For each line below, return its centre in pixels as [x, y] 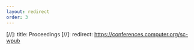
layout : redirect [28, 12]
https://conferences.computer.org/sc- [141, 34]
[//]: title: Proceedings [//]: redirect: [50, 34]
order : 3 [17, 17]
